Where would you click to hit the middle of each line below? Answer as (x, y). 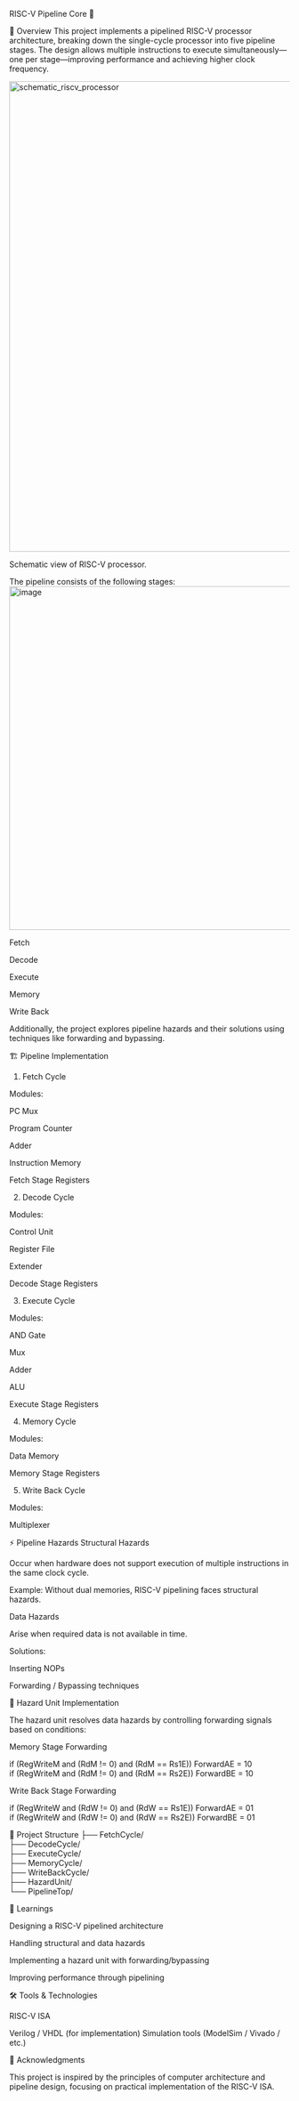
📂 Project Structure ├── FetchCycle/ (77, 1834)
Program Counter (41, 1128)
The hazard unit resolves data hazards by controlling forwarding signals (141, 1720)
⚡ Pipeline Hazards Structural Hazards (79, 1543)
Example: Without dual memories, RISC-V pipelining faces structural (134, 1590)
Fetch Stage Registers (50, 1180)
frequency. (29, 69)
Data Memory (34, 1456)
